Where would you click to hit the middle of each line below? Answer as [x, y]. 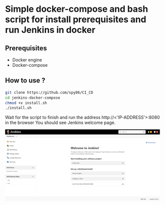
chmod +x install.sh [26, 103]
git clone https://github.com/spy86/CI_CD [49, 92]
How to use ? [25, 80]
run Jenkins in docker [50, 30]
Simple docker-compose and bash [77, 9]
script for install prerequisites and [76, 19]
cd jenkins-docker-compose [33, 98]
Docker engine [27, 60]
